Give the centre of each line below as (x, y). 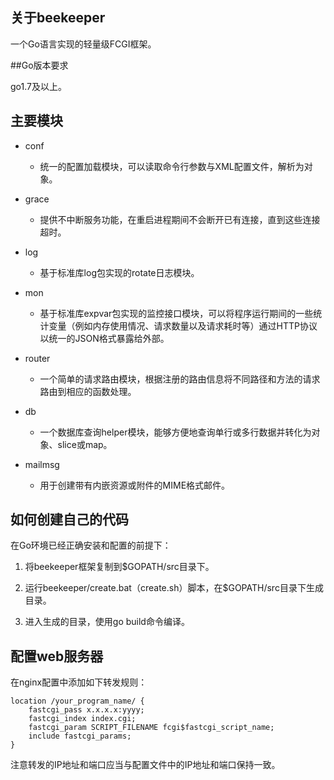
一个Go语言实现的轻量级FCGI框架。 (83, 44)
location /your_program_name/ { (77, 701)
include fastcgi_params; (80, 736)
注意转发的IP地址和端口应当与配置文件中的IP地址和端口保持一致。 (145, 765)
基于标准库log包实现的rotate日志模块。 (119, 272)
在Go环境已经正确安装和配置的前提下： (91, 545)
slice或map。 (85, 444)
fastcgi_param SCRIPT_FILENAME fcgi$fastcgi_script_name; (151, 728)
